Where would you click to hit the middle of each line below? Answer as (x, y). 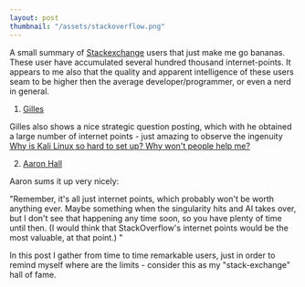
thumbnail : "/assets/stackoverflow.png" (88, 26)
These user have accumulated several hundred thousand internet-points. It (150, 62)
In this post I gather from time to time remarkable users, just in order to (142, 255)
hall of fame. (33, 274)
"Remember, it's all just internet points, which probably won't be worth (142, 199)
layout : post (34, 18)
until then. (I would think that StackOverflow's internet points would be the (149, 228)
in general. (30, 91)
